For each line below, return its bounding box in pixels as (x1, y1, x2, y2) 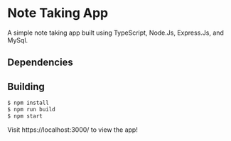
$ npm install (7, 99, 50, 107)
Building (7, 80, 45, 93)
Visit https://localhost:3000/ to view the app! (7, 125, 139, 134)
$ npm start (7, 112, 43, 120)
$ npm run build (7, 106, 55, 113)
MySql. (7, 35, 28, 44)
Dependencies (7, 57, 73, 69)
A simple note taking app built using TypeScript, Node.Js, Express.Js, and (7, 28, 224, 37)
